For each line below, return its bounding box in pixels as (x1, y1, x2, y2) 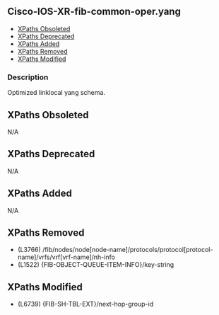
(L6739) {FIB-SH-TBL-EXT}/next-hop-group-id (17, 300, 154, 309)
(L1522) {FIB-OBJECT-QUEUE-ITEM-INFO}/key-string (17, 260, 174, 269)
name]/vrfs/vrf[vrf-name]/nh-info (17, 253, 115, 261)
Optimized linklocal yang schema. (7, 88, 106, 97)
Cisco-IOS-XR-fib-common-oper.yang (7, 6, 182, 18)
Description (7, 72, 49, 82)
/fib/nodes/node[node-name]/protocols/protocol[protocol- (42, 246, 213, 254)
